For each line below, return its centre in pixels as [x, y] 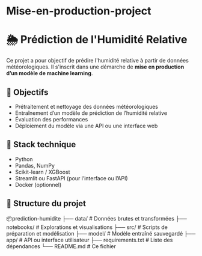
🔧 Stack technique [41, 145]
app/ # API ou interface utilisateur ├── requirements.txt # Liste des [90, 240]
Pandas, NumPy [35, 165]
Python [24, 159]
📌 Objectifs [27, 92]
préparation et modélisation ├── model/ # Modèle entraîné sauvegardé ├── [101, 233]
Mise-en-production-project [79, 11]
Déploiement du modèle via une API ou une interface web [86, 126]
